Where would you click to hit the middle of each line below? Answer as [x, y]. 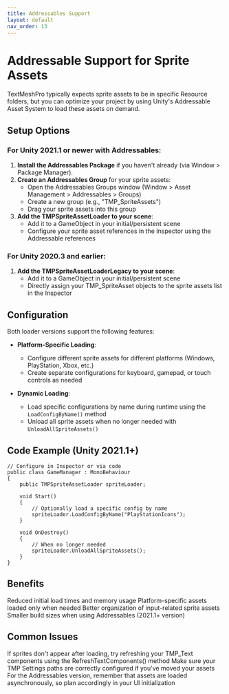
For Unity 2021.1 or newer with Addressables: [84, 150]
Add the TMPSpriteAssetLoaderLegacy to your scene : [96, 271]
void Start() [38, 496]
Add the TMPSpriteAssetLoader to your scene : [85, 216]
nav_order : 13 [28, 26]
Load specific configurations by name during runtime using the [117, 407]
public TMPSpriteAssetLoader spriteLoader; [83, 484]
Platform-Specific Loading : [56, 345]
